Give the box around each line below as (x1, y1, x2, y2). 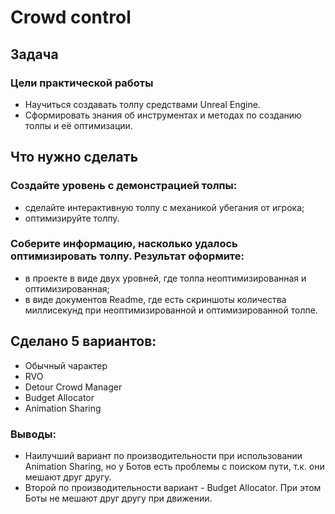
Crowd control (10, 6, 132, 29)
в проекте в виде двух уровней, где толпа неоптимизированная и (24, 272, 307, 284)
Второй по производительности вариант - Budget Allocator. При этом (24, 481, 322, 493)
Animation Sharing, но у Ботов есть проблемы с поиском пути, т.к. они (24, 460, 325, 472)
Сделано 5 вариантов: (10, 333, 157, 350)
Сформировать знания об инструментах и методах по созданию (24, 109, 302, 121)
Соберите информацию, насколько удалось (10, 237, 238, 251)
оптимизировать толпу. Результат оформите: (10, 249, 245, 263)
